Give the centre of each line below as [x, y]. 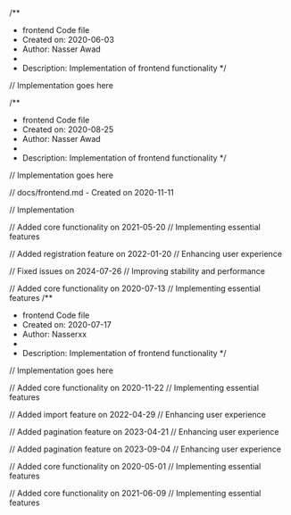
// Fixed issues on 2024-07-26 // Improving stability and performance [137, 271]
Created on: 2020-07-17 [67, 324]
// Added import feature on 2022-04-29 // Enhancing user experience [137, 415]
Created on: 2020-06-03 [68, 40]
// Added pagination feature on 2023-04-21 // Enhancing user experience [144, 432]
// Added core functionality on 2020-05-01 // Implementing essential [135, 466]
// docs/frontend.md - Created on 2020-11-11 [91, 192]
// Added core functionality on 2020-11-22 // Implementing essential [134, 388]
